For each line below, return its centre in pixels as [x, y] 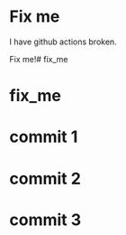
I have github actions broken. [63, 42]
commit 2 [45, 179]
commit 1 [44, 137]
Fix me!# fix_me [39, 59]
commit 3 [45, 220]
